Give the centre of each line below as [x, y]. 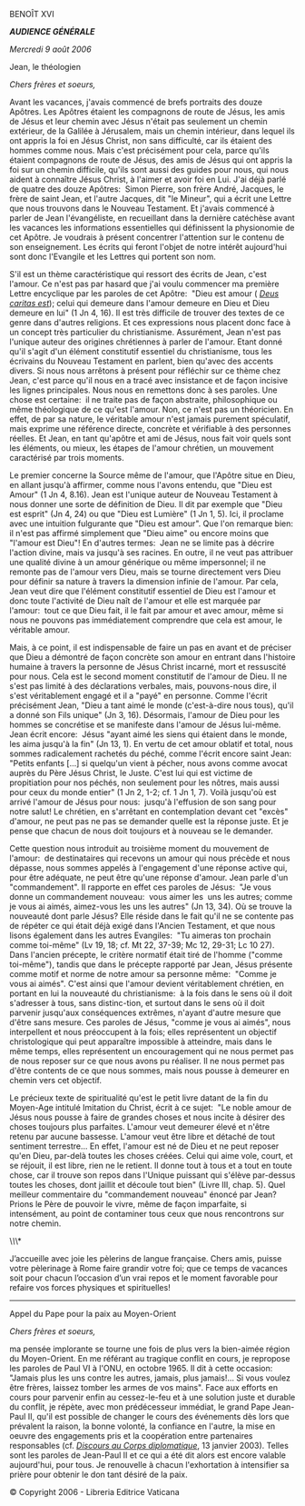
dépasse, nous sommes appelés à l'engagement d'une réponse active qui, [148, 868]
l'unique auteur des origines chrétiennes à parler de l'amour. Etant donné [146, 342]
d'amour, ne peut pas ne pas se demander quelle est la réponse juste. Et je [149, 821]
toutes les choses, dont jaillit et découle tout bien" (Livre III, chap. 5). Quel [148, 1185]
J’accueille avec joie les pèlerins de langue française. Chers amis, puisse [146, 1258]
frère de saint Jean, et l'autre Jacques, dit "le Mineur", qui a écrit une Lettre [151, 199]
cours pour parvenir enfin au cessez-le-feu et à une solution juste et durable [152, 1397]
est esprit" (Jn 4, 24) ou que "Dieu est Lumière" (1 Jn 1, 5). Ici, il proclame [147, 514]
